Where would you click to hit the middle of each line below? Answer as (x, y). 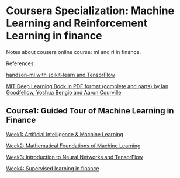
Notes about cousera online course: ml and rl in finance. (74, 52)
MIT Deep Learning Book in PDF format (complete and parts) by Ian (87, 86)
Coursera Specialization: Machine (90, 11)
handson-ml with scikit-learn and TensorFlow (61, 75)
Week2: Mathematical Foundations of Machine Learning (73, 146)
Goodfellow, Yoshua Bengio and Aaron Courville (64, 92)
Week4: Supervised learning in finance (53, 168)
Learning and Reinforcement (77, 23)
